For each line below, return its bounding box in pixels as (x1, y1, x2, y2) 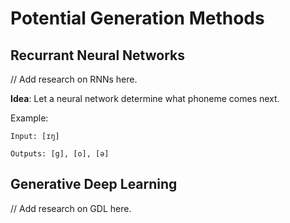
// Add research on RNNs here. (10, 73, 138, 85)
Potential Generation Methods (10, 7, 265, 30)
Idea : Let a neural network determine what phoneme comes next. (10, 93, 280, 104)
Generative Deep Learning (10, 176, 178, 193)
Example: (10, 112, 49, 124)
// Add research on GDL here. (10, 202, 132, 214)
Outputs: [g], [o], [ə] (10, 149, 110, 159)
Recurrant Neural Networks (10, 47, 185, 64)
